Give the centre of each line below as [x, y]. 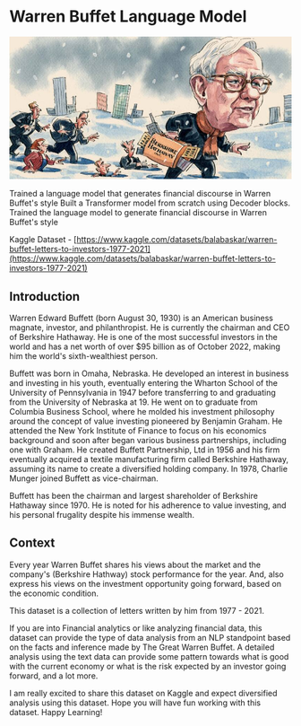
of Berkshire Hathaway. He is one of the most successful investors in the [143, 337]
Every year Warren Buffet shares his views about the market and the [135, 564]
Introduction [45, 297]
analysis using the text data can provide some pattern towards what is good [149, 656]
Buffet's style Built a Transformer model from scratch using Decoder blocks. [150, 203]
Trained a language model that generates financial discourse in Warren [140, 194]
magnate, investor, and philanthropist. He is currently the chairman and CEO [150, 327]
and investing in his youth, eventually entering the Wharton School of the [143, 382]
